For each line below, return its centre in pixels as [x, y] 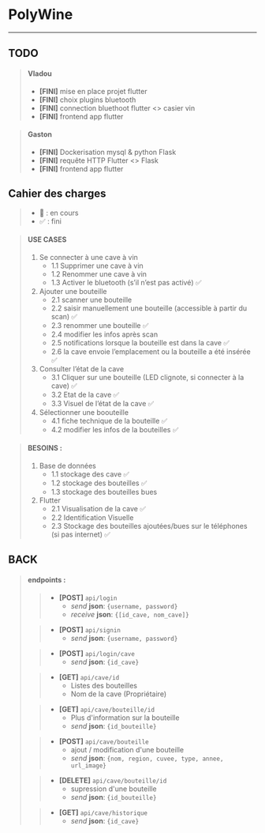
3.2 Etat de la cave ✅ [85, 394]
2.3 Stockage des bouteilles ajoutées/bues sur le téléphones [149, 526]
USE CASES [47, 239]
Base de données [67, 465]
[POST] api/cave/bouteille [104, 741]
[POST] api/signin [90, 629]
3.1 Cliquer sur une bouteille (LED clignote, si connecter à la [147, 377]
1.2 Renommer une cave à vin [99, 273]
